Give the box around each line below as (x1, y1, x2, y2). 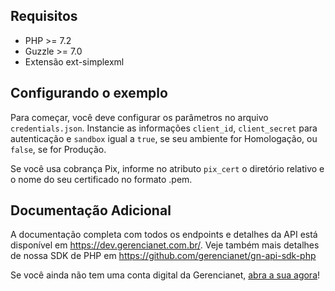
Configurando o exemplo (10, 85, 168, 102)
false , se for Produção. (10, 143, 107, 155)
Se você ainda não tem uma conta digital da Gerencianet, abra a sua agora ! (10, 269, 321, 281)
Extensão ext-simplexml (24, 55, 125, 68)
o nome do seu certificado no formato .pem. (10, 173, 193, 185)
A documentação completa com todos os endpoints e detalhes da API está (10, 229, 318, 241)
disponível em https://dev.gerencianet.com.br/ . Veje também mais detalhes (10, 239, 320, 251)
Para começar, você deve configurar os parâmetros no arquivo (10, 111, 269, 123)
